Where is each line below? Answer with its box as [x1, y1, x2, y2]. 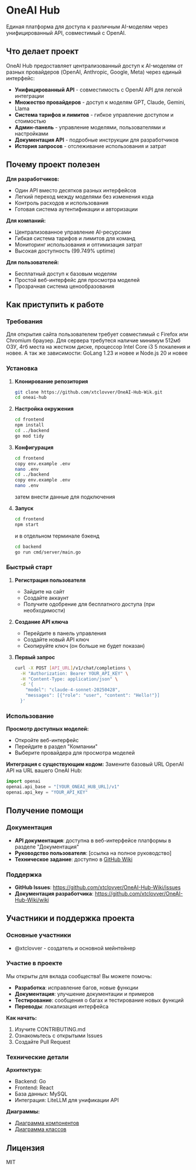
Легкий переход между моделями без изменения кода [14, 193, 154, 200]
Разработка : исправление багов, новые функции [14, 984, 138, 991]
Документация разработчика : [14, 890, 94, 897]
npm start [14, 522, 39, 527]
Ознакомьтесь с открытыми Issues [14, 1032, 103, 1039]
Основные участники [6, 931, 72, 939]
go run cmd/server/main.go [14, 549, 81, 555]
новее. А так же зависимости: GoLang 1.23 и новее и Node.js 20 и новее [6, 349, 188, 357]
